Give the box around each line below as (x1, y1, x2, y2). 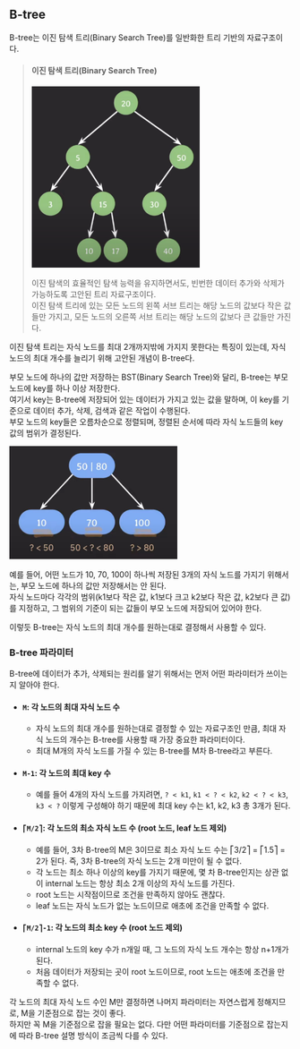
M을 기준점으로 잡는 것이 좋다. (21, 1007, 126, 1019)
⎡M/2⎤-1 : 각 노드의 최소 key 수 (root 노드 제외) (21, 922, 184, 934)
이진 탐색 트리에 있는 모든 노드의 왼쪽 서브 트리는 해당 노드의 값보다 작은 (30, 300, 282, 311)
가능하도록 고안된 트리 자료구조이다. (30, 289, 157, 300)
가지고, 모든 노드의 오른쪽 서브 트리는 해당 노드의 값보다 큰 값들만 (47, 311, 275, 322)
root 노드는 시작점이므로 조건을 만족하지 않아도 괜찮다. (35, 889, 226, 900)
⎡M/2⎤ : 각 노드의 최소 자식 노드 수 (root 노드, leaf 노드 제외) (21, 823, 227, 833)
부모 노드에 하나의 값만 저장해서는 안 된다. (21, 580, 167, 591)
